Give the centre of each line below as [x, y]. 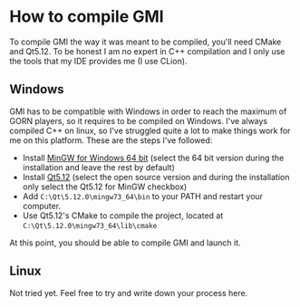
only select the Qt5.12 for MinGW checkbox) [105, 187]
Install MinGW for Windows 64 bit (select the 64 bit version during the [153, 158]
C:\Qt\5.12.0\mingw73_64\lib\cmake [90, 225]
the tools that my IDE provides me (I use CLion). [98, 61]
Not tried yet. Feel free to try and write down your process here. [129, 293]
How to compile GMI [87, 17]
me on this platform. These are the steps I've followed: [111, 140]
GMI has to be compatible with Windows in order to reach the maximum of [148, 111]
